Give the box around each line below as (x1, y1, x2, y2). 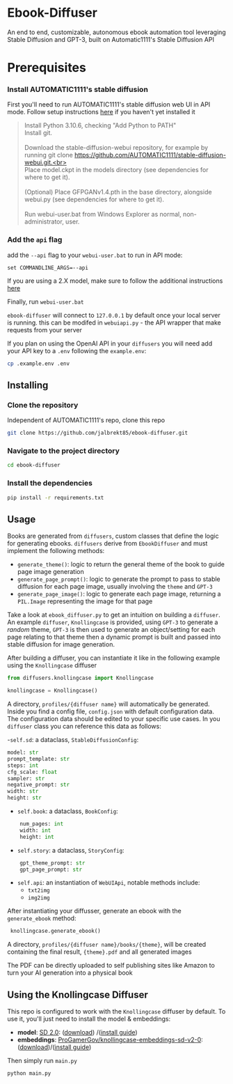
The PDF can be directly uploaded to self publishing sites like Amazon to (7, 961, 216, 970)
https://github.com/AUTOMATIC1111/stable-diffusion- (74, 151, 226, 160)
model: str (7, 749, 39, 757)
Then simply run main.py (7, 1057, 78, 1065)
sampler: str (7, 775, 45, 782)
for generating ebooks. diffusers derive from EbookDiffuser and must (7, 539, 208, 548)
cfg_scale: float (7, 768, 58, 775)
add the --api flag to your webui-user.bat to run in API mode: (7, 251, 183, 259)
